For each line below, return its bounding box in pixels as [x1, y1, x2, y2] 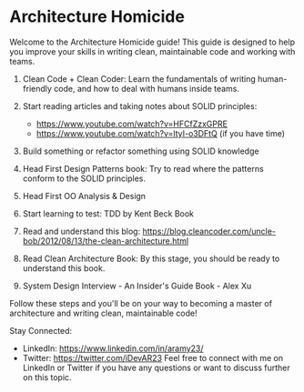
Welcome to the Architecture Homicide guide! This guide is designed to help [9, 36, 296, 47]
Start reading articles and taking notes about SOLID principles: [22, 100, 258, 111]
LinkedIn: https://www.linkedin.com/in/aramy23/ [22, 343, 204, 354]
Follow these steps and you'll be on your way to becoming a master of [9, 297, 273, 308]
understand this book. [22, 262, 106, 274]
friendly [22, 83, 53, 94]
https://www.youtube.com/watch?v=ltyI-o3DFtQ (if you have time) [35, 127, 285, 138]
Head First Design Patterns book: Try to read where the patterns [22, 163, 264, 174]
